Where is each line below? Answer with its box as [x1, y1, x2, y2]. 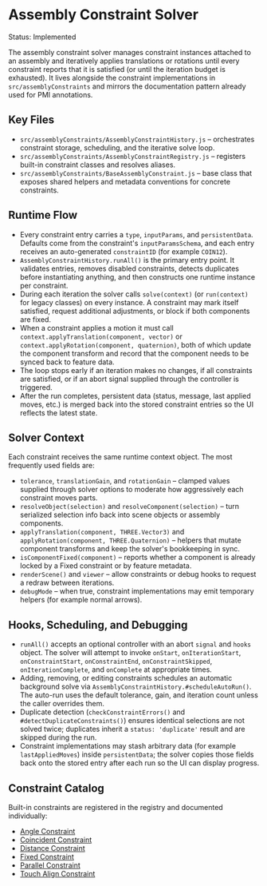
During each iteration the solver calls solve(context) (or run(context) [19, 289, 249, 299]
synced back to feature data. [19, 357, 115, 367]
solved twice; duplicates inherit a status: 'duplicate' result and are [19, 725, 245, 734]
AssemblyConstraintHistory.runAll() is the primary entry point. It [19, 255, 235, 264]
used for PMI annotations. [8, 89, 93, 99]
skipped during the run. [19, 733, 97, 742]
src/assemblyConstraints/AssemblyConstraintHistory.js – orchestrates [19, 134, 255, 144]
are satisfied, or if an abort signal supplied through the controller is [19, 374, 239, 383]
